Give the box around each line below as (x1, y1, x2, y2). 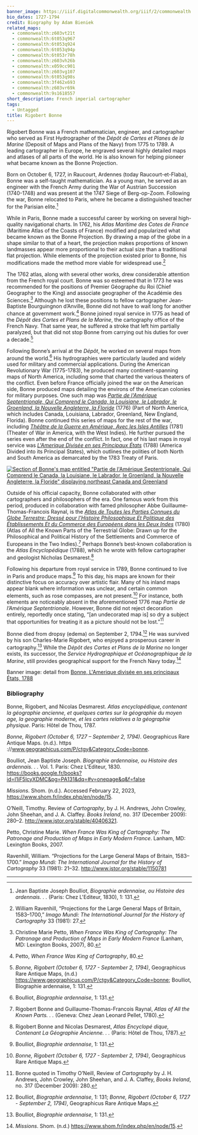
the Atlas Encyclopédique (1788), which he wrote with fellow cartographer (6, 547, 186, 554)
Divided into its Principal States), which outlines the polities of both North (6, 448, 184, 455)
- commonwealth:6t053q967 (12, 36, 76, 42)
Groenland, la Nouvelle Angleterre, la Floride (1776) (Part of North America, (6, 405, 189, 412)
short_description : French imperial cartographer (6, 96, 131, 102)
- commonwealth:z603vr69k (12, 85, 76, 91)
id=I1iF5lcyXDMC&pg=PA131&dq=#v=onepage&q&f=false (6, 776, 146, 783)
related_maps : (6, 25, 42, 31)
